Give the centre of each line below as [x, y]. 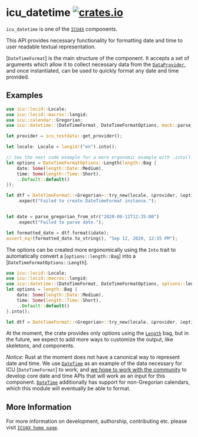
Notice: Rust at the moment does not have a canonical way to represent [93, 357]
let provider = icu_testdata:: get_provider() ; [64, 136]
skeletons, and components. [40, 346]
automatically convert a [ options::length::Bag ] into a [71, 256]
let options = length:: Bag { [42, 290]
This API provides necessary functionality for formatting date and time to [94, 40]
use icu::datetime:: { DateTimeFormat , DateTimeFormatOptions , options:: [96, 284]
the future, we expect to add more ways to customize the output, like [90, 340]
